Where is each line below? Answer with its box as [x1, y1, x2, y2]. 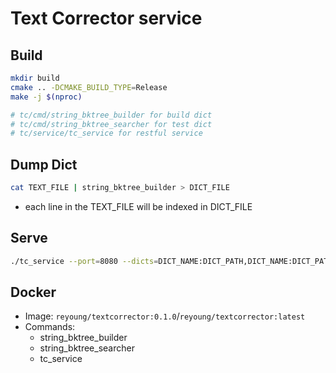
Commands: [24, 321, 76, 333]
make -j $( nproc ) [10, 92, 83, 102]
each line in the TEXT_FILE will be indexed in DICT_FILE [24, 200, 253, 212]
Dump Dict [10, 156, 78, 173]
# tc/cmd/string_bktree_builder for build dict [10, 110, 213, 120]
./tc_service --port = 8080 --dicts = [10, 256, 159, 266]
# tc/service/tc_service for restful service [10, 128, 203, 139]
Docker [10, 284, 57, 301]
